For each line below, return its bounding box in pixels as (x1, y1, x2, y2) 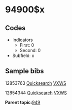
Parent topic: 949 (5, 99, 40, 105)
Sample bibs (5, 67, 44, 75)
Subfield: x (12, 53, 35, 58)
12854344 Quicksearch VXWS (5, 90, 67, 96)
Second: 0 (19, 48, 41, 53)
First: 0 (19, 42, 35, 48)
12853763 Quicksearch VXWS (5, 80, 67, 86)
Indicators (12, 37, 33, 43)
